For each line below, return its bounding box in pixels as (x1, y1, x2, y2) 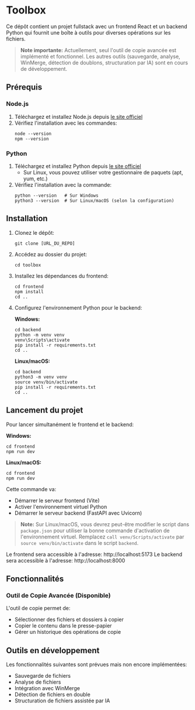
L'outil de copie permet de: (6, 605, 71, 612)
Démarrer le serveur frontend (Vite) (14, 497, 100, 504)
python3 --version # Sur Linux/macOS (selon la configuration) (14, 197, 175, 204)
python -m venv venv (14, 332, 65, 338)
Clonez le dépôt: (14, 229, 54, 236)
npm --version (14, 136, 49, 142)
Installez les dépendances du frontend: (14, 272, 109, 279)
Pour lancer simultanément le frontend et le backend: (6, 421, 134, 428)
